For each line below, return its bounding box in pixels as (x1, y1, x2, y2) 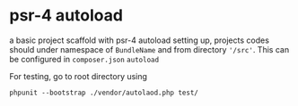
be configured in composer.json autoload (9, 53, 160, 64)
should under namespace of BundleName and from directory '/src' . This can (9, 44, 290, 54)
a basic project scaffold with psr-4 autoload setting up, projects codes (9, 35, 269, 45)
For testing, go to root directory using (9, 70, 148, 81)
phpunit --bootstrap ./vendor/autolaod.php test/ (9, 88, 199, 97)
